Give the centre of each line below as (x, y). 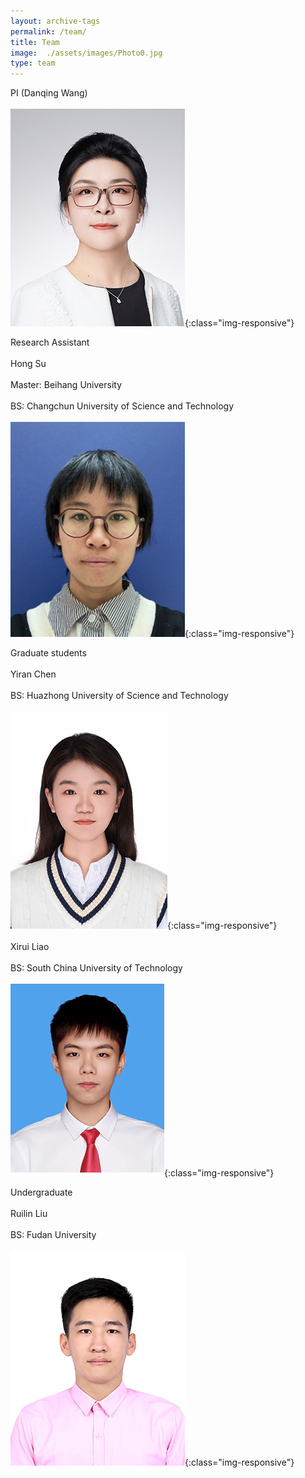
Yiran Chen (33, 674)
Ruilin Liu (29, 1214)
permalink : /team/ (48, 31)
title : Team (35, 42)
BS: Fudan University (53, 1235)
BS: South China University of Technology (96, 968)
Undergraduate (41, 1192)
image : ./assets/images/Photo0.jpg (86, 53)
